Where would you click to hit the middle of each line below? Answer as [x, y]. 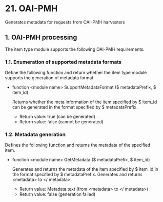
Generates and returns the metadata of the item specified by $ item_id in [85, 169]
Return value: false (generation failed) [57, 194]
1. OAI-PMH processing [41, 37]
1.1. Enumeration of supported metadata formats [63, 62]
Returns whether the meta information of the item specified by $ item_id [84, 102]
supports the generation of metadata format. [50, 78]
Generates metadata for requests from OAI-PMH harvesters [65, 22]
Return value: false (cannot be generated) [61, 122]
